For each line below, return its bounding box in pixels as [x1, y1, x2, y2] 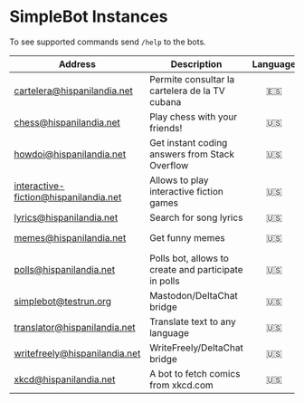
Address [58, 57, 97, 70]
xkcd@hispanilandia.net [14, 373, 116, 386]
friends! [148, 121, 183, 134]
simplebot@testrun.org [14, 294, 111, 307]
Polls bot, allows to [148, 252, 229, 264]
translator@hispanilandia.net [14, 321, 136, 333]
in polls [148, 274, 180, 287]
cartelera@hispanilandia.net [14, 84, 133, 97]
